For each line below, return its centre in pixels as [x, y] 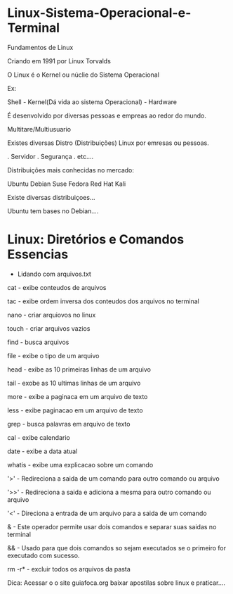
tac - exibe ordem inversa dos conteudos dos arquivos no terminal [104, 301]
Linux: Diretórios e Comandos [96, 240]
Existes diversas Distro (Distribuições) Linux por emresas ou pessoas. [108, 143]
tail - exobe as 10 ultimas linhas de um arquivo [74, 383]
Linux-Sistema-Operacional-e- [99, 13]
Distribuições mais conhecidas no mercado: [71, 170]
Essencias [38, 254]
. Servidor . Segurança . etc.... [51, 156]
